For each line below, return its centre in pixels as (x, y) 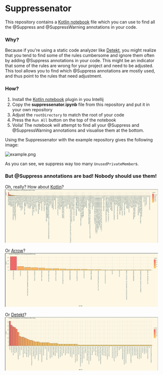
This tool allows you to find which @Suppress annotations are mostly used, (80, 71)
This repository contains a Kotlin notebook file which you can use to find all (80, 22)
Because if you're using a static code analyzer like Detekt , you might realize (81, 50)
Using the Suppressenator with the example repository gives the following (79, 139)
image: (12, 145)
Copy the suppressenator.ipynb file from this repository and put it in (81, 104)
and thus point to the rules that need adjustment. (54, 76)
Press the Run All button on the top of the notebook (64, 120)
